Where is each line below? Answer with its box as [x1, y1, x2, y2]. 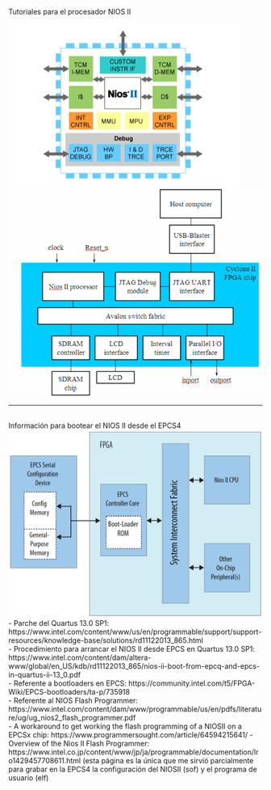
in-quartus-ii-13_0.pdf [8, 670, 81, 679]
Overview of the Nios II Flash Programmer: [8, 738, 150, 748]
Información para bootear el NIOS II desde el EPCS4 [8, 420, 181, 430]
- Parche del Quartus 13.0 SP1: [8, 618, 110, 627]
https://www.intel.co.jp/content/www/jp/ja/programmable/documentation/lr [8, 747, 259, 757]
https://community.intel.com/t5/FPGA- [128, 678, 256, 688]
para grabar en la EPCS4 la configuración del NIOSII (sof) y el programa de [8, 764, 258, 774]
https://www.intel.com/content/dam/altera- [8, 653, 152, 662]
